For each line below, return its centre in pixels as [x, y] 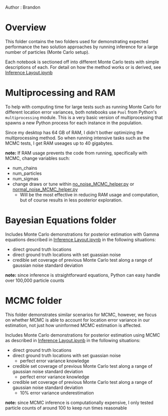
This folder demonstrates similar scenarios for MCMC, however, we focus [81, 315]
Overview [26, 28]
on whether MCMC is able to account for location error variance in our [77, 320]
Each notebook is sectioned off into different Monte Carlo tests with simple [82, 62]
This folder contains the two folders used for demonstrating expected [77, 41]
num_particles [27, 173]
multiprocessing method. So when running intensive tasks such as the [77, 138]
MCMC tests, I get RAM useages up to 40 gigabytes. [59, 143]
